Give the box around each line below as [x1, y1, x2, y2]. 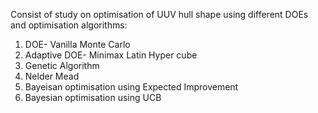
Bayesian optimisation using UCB [24, 92, 162, 103]
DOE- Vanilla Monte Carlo [24, 39, 131, 50]
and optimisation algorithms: [10, 19, 128, 31]
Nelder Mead [24, 70, 80, 82]
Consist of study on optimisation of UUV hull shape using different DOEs [10, 9, 309, 20]
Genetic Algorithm [24, 60, 100, 71]
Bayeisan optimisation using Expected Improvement [24, 81, 239, 93]
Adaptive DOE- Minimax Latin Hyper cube [24, 49, 198, 61]
